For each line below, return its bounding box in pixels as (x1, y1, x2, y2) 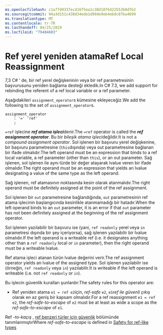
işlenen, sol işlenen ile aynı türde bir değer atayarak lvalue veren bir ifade (5, 159, 152, 166)
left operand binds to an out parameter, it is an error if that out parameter (5, 204, 151, 210)
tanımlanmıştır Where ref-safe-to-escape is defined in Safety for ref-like (5, 319, 149, 325)
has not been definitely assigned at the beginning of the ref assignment (5, 210, 148, 216)
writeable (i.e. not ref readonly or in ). (5, 270, 81, 276)
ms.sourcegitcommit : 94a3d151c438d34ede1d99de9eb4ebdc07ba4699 (5, 12, 136, 17)
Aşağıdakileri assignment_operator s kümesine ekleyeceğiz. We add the (5, 97, 146, 103)
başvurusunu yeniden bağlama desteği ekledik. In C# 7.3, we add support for (5, 82, 158, 88)
